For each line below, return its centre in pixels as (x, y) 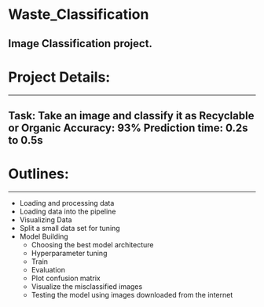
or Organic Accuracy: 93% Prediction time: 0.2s (128, 128)
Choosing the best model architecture (93, 244)
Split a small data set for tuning (70, 228)
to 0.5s (26, 140)
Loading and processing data (67, 203)
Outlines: (38, 174)
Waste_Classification (79, 15)
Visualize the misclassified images (87, 286)
